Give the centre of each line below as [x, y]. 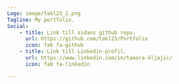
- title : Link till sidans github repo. [78, 32]
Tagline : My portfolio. [41, 20]
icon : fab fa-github [54, 45]
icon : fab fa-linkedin [57, 64]
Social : [18, 26]
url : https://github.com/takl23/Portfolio [86, 39]
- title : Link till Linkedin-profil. [73, 52]
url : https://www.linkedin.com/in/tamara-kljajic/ [99, 58]
